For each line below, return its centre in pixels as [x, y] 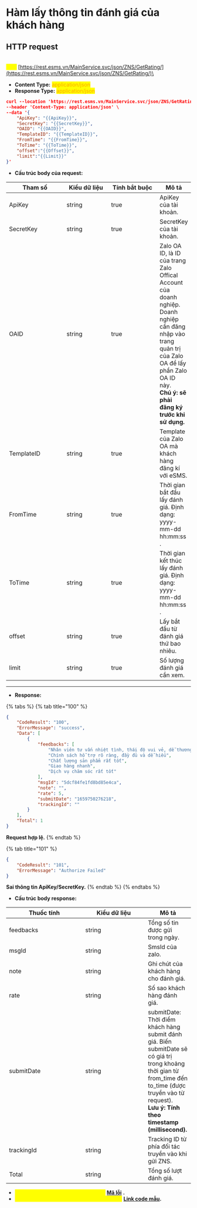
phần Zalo [173, 370]
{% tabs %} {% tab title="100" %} [47, 706]
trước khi [172, 414]
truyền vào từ [166, 1093]
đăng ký [171, 407]
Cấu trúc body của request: [49, 173]
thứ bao [170, 643]
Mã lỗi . [116, 1193]
